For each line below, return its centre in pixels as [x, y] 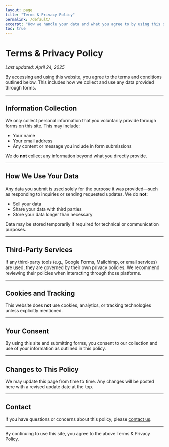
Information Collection [41, 108]
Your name [24, 135]
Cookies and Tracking [40, 293]
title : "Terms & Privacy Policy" [40, 15]
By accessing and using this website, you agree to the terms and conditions [83, 77]
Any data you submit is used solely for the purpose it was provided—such [82, 189]
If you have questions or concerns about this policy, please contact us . [78, 419]
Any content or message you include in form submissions [72, 146]
